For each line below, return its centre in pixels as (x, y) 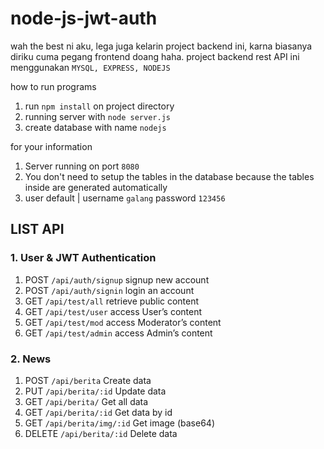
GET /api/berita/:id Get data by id (98, 412)
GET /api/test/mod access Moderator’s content (123, 322)
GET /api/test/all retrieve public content (112, 301)
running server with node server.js (97, 116)
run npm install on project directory (99, 106)
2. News (31, 359)
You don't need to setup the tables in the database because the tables (169, 176)
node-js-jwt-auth (84, 18)
